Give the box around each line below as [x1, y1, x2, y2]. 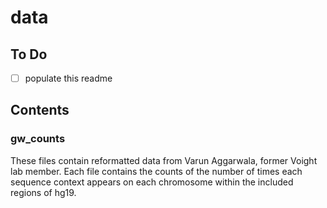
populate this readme [24, 72, 113, 84]
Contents [10, 102, 70, 119]
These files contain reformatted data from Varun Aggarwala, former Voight [10, 154, 318, 166]
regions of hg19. [10, 186, 77, 198]
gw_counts [10, 132, 66, 146]
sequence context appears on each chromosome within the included [10, 176, 294, 188]
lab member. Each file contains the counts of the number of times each [10, 165, 303, 177]
